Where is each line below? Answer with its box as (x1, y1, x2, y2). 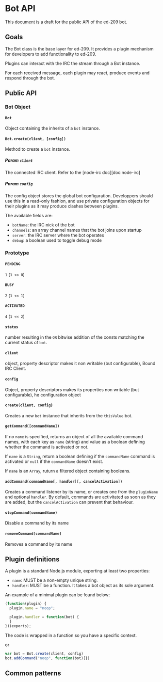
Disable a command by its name (5, 520, 69, 526)
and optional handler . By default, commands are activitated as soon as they (5, 494, 156, 500)
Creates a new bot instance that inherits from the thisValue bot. (5, 412, 132, 418)
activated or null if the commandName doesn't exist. (5, 459, 103, 464)
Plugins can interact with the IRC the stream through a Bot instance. (5, 60, 141, 66)
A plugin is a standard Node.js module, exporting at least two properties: (5, 568, 150, 574)
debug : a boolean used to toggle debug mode (12, 238, 102, 243)
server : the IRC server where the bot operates (12, 232, 104, 238)
